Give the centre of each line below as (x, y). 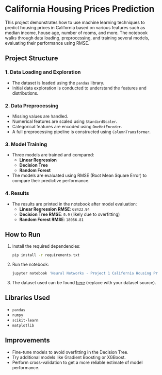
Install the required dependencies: (46, 246)
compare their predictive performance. (51, 181)
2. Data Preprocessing (32, 105)
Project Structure (32, 59)
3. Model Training (26, 144)
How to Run (23, 234)
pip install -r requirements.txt (46, 255)
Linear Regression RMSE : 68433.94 (54, 209)
